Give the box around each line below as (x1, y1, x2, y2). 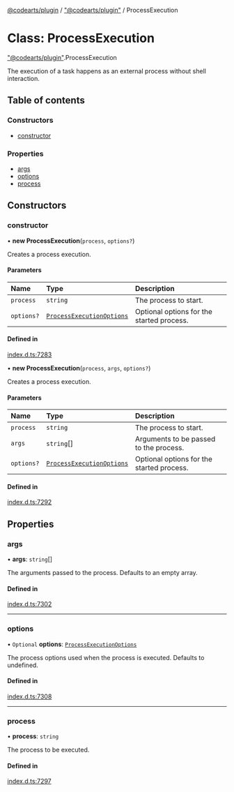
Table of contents (7, 94, 85, 107)
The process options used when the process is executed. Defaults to (7, 653, 205, 662)
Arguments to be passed (134, 434, 216, 444)
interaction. (7, 74, 40, 82)
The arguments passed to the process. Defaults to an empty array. (7, 569, 198, 577)
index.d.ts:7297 (7, 777, 52, 786)
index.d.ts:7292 (7, 498, 52, 507)
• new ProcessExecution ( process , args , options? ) (7, 364, 151, 373)
